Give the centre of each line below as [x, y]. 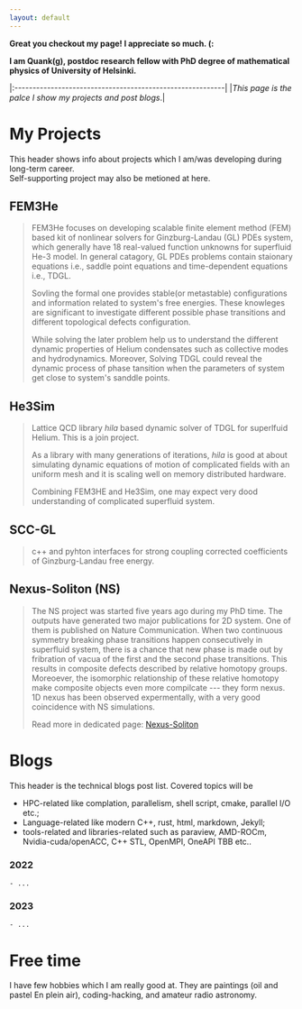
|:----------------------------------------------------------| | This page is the [151, 87]
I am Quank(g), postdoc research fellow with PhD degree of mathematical [150, 60]
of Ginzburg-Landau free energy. [93, 561]
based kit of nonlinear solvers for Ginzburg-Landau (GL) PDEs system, [162, 238]
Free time [45, 960]
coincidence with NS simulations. [93, 706]
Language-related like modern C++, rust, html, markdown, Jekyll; [144, 822]
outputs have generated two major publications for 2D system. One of [161, 620]
